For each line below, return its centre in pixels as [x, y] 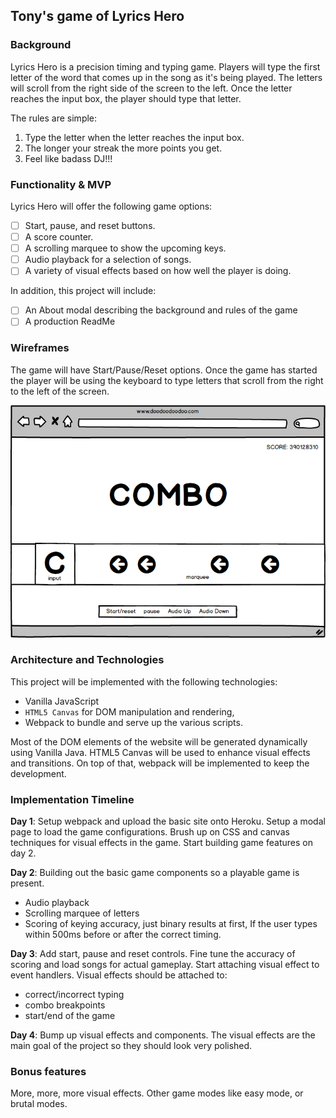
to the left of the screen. [60, 391]
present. [27, 883]
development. [38, 773]
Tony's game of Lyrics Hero [97, 16]
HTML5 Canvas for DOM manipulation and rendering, [129, 711]
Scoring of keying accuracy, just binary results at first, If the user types [171, 924]
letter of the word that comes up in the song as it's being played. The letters [166, 77]
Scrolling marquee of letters [82, 913]
